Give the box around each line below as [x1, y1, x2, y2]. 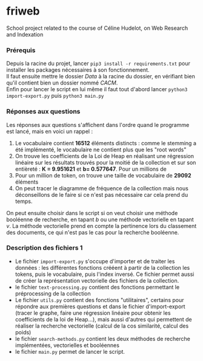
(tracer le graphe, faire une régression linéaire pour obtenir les [15, 309, 171, 317]
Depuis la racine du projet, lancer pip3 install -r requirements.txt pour [6, 60, 191, 67]
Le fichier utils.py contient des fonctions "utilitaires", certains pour [15, 296, 184, 303]
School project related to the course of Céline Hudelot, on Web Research [6, 24, 188, 32]
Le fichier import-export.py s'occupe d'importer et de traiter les [15, 257, 175, 265]
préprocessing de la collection [15, 290, 91, 297]
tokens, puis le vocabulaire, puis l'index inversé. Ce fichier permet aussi [15, 270, 195, 278]
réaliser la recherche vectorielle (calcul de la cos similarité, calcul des [15, 322, 189, 329]
